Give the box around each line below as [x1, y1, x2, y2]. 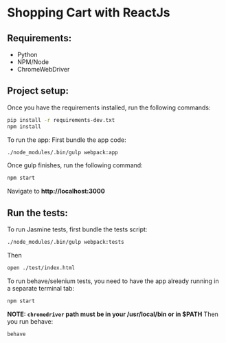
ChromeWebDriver [16, 65, 70, 73]
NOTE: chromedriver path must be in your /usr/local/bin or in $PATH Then [7, 310, 218, 318]
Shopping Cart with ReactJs [7, 5, 170, 21]
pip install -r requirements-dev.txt [7, 116, 115, 123]
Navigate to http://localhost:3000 [7, 187, 105, 196]
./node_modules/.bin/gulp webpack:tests [7, 239, 125, 246]
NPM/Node [16, 58, 49, 66]
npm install [7, 123, 41, 130]
